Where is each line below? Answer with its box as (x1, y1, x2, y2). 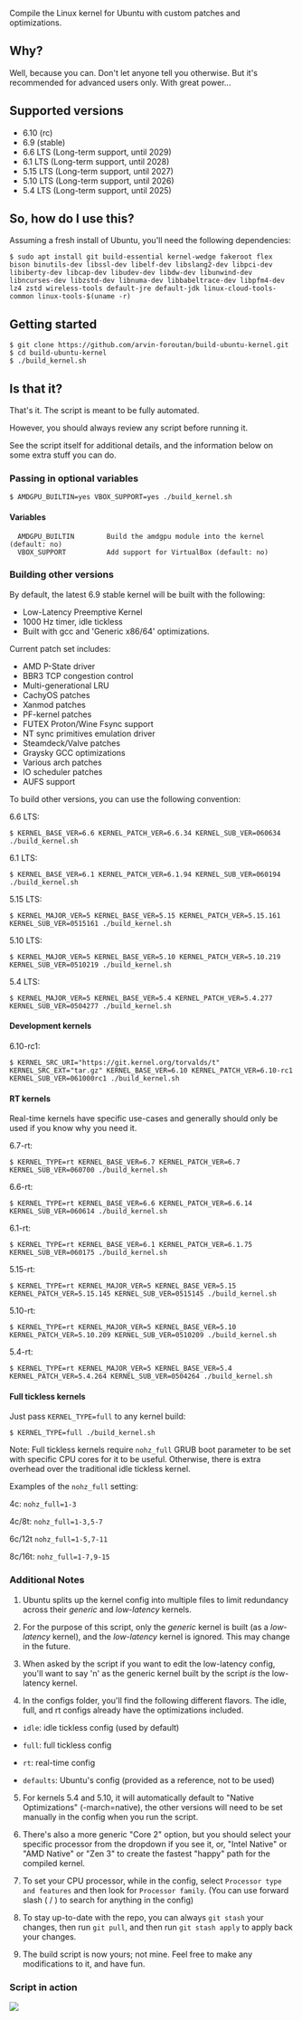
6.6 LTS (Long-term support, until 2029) (22, 146, 172, 157)
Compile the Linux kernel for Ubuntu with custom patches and (9, 8, 241, 18)
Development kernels (9, 1021, 92, 1032)
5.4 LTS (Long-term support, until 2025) (22, 184, 172, 195)
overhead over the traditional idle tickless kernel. (9, 1464, 192, 1475)
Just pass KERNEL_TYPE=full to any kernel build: (9, 1411, 186, 1422)
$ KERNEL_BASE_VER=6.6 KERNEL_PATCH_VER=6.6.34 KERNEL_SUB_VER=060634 (9, 828, 281, 837)
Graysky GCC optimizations (22, 747, 126, 758)
